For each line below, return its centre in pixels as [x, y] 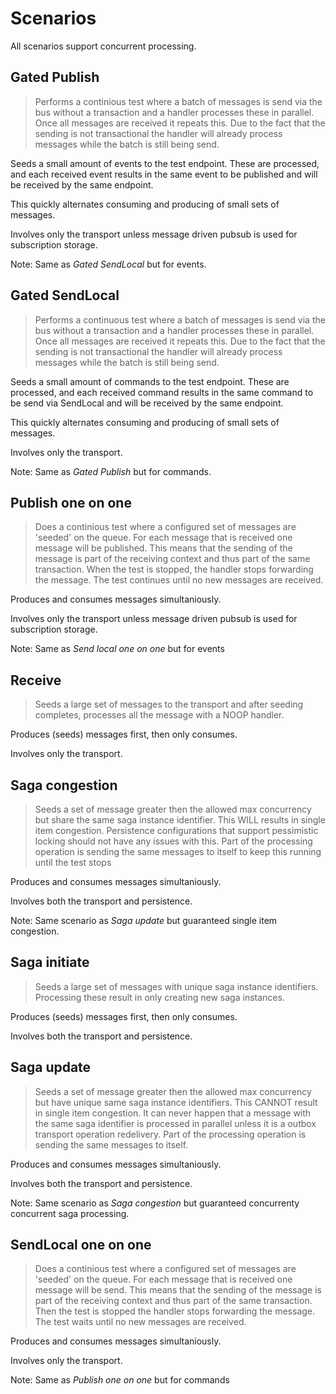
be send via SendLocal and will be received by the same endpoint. [147, 403]
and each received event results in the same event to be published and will [164, 174]
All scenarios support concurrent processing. [103, 46]
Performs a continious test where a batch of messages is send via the [178, 101]
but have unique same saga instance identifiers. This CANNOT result [176, 1102]
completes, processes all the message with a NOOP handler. [159, 715]
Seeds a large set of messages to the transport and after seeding [169, 704]
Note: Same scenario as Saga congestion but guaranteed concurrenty [155, 1203]
